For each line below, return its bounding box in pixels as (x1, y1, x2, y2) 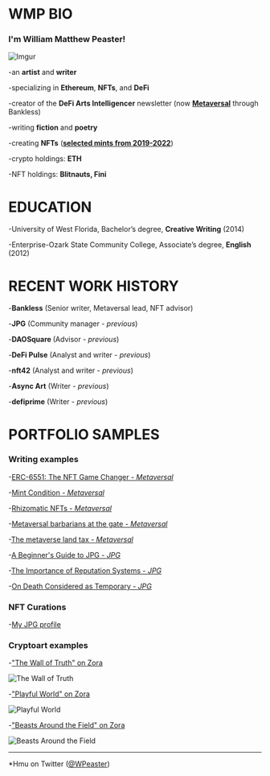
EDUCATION (8, 198, 92, 216)
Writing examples (8, 454, 79, 465)
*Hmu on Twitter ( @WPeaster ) (8, 759, 110, 769)
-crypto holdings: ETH (8, 154, 82, 163)
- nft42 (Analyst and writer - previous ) (8, 365, 134, 375)
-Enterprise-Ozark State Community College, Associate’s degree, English (8, 240, 252, 250)
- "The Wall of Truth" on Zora (8, 658, 103, 668)
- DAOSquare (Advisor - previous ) (8, 335, 120, 345)
